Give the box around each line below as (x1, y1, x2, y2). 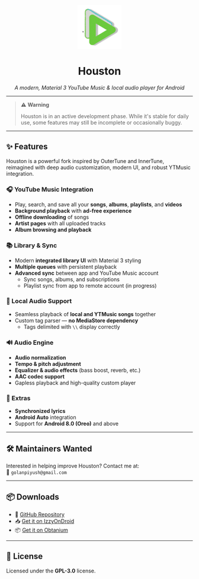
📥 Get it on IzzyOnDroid (14, 517, 75, 524)
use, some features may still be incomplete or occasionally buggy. (20, 119, 182, 126)
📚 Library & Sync (6, 241, 57, 249)
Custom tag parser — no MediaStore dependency (14, 317, 139, 324)
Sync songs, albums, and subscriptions (23, 276, 120, 283)
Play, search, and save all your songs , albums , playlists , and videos (14, 201, 182, 208)
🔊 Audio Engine (6, 338, 54, 346)
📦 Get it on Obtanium (14, 526, 68, 533)
